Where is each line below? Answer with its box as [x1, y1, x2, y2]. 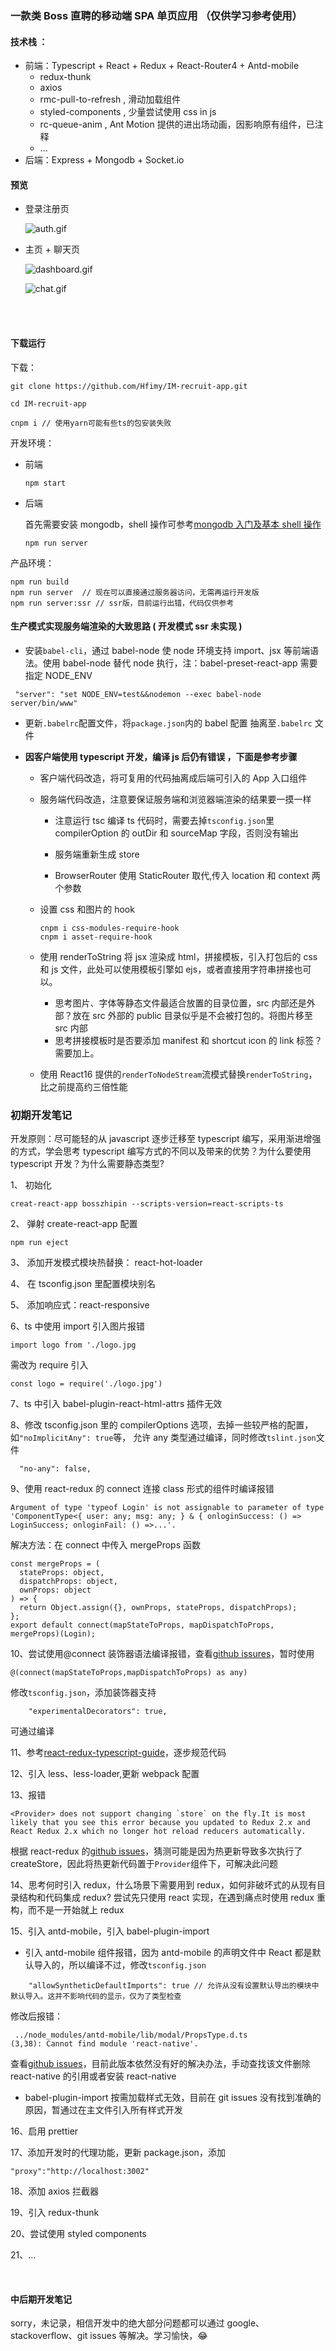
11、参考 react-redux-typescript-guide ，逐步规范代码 [10, 1747, 227, 1759]
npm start [24, 478, 67, 488]
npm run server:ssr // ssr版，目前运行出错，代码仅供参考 [10, 598, 235, 608]
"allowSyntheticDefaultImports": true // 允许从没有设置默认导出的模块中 [28, 1981, 320, 1991]
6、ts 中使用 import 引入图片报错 [10, 1320, 146, 1332]
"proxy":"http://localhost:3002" [10, 2167, 150, 2177]
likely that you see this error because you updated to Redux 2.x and [10, 1818, 311, 1828]
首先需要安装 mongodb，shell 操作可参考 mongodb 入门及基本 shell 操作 [24, 518, 322, 530]
